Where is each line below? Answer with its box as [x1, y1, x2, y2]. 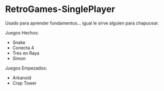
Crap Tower [12, 80, 37, 86]
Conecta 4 [12, 44, 34, 50]
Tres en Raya [12, 50, 40, 56]
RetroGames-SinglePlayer [5, 3, 116, 15]
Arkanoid [12, 74, 31, 80]
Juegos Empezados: [5, 65, 47, 71]
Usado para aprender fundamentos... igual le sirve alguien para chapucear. [5, 20, 160, 26]
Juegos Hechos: [5, 29, 39, 35]
